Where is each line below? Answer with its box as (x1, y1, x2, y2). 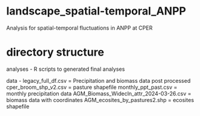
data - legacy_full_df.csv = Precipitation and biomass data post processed (6, 77, 191, 84)
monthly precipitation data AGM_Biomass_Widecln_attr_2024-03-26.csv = (6, 89, 192, 97)
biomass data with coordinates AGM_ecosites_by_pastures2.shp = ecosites (6, 96, 195, 103)
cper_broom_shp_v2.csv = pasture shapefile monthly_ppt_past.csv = (6, 83, 178, 91)
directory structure (6, 45, 104, 59)
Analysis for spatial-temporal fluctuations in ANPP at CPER (6, 24, 153, 31)
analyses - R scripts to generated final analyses (6, 65, 125, 72)
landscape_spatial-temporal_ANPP (6, 4, 187, 18)
